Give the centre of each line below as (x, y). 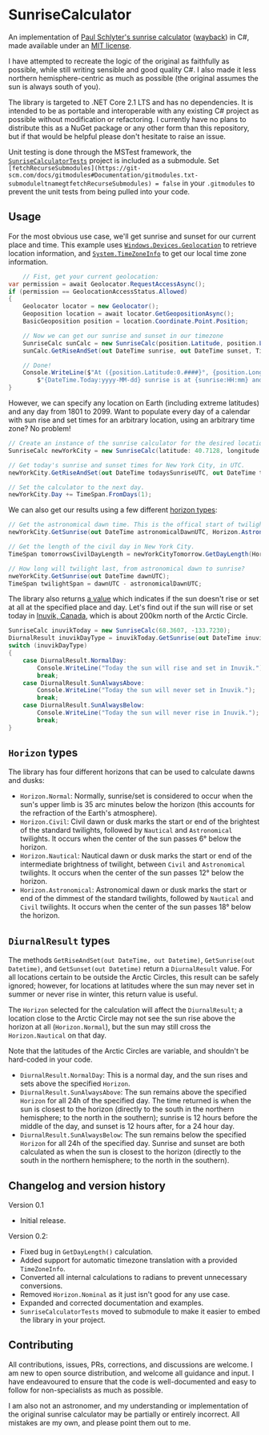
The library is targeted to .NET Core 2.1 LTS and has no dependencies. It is (131, 102)
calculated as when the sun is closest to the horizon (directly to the (130, 1152)
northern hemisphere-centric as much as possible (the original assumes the (133, 78)
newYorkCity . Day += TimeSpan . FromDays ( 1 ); (80, 495)
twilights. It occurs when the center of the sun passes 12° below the (132, 873)
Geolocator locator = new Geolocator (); (91, 307)
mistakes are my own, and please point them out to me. (100, 1422)
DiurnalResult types (59, 941)
